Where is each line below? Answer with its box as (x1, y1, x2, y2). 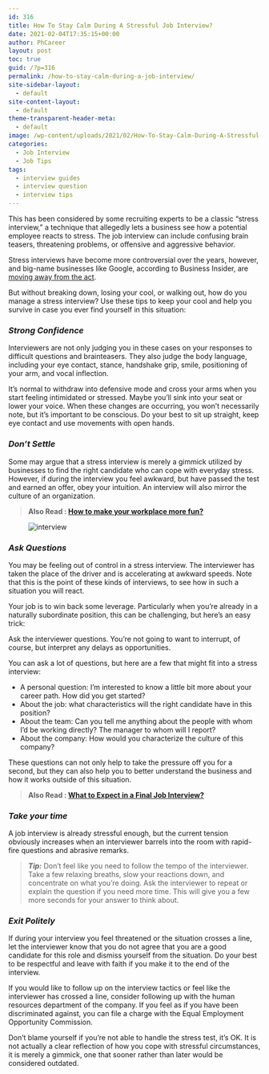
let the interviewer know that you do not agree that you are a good (8, 942, 227, 952)
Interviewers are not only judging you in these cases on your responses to (8, 343, 253, 353)
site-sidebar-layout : (8, 80, 81, 88)
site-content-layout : (8, 97, 81, 106)
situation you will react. (8, 586, 85, 595)
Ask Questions (8, 542, 66, 553)
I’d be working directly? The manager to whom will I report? (19, 725, 216, 734)
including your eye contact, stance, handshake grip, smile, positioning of (8, 360, 248, 370)
